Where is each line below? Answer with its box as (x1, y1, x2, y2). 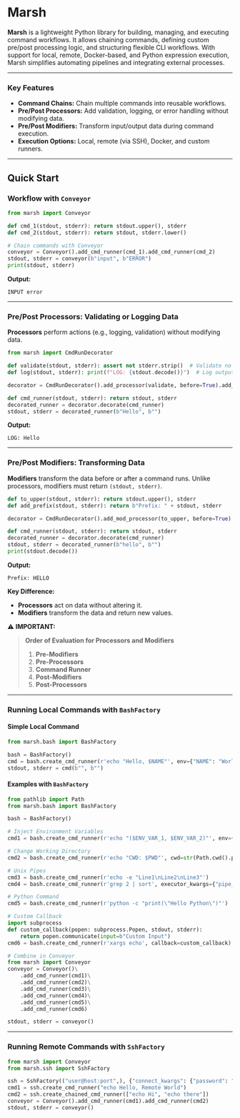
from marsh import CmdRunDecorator (7, 349, 114, 357)
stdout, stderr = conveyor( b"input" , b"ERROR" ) (7, 255, 152, 263)
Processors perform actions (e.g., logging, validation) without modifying (7, 328, 221, 336)
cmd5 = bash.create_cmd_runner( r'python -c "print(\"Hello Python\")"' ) (7, 900, 229, 907)
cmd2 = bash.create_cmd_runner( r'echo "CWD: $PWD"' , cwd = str (7, 854, 194, 861)
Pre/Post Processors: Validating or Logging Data (7, 311, 179, 321)
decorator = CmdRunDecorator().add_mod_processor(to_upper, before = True (7, 515, 229, 522)
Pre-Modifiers (35, 650, 79, 658)
